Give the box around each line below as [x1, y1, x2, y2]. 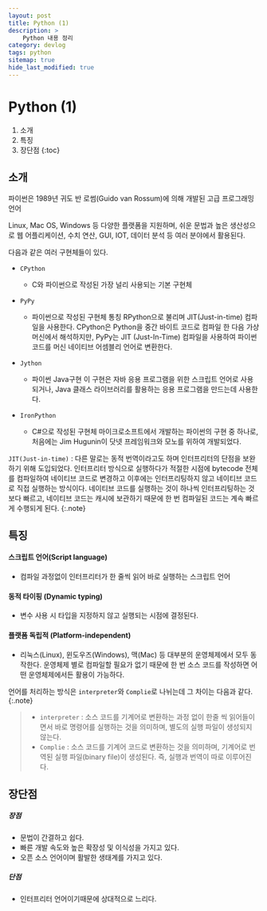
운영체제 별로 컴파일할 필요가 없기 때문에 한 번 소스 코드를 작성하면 [43, 659, 249, 670]
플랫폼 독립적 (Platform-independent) [8, 630, 132, 640]
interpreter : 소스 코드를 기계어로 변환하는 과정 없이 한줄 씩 [39, 712, 228, 721]
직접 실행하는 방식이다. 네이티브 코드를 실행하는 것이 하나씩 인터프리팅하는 [16, 483, 247, 493]
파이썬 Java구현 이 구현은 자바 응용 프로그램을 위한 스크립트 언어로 [31, 374, 239, 383]
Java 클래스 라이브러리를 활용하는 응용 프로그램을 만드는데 [55, 384, 238, 394]
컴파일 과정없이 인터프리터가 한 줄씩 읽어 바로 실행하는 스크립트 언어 [19, 571, 231, 582]
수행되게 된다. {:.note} [16, 503, 86, 512]
